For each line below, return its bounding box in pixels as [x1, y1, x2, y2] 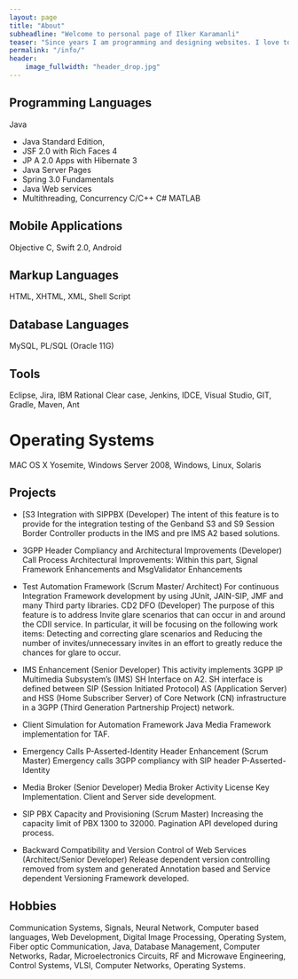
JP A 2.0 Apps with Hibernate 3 [21, 154, 137, 165]
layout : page [9, 12, 58, 22]
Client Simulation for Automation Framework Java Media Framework [21, 719, 271, 730]
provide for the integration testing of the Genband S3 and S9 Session [21, 518, 275, 529]
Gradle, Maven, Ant [9, 399, 80, 409]
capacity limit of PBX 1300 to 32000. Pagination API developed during [21, 817, 278, 828]
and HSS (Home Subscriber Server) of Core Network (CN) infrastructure [21, 692, 286, 703]
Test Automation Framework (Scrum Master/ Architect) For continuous [21, 580, 279, 591]
